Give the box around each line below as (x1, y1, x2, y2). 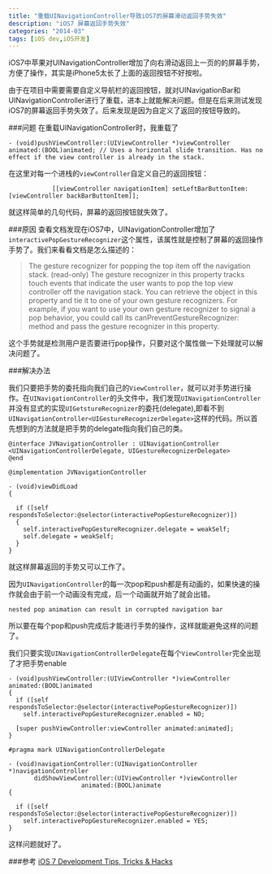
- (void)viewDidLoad (8, 483, 79, 491)
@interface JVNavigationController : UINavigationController (8, 440, 220, 448)
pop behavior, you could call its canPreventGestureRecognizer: (28, 313, 240, 323)
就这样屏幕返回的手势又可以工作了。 (8, 562, 130, 572)
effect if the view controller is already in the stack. (8, 154, 205, 162)
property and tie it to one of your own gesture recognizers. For (28, 296, 238, 306)
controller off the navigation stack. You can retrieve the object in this (28, 287, 258, 297)
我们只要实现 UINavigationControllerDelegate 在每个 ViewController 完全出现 (8, 648, 261, 659)
